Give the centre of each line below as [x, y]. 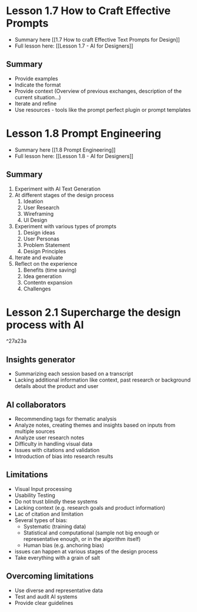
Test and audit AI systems [46, 596]
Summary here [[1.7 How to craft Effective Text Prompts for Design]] [97, 39]
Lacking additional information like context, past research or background [103, 380]
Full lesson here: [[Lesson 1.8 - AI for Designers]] [74, 156]
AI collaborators [36, 405]
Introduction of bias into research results [64, 456]
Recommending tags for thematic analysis [66, 419]
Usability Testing [35, 495]
